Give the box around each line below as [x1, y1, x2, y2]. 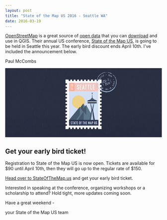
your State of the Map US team [5, 210, 69, 216]
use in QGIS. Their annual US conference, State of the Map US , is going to [5, 38, 157, 44]
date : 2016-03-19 [5, 18, 41, 23]
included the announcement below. [5, 49, 77, 55]
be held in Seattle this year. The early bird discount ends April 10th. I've [5, 43, 151, 49]
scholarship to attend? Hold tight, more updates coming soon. [5, 190, 132, 196]
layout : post [5, 8, 32, 13]
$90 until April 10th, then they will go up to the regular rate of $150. [5, 166, 143, 172]
